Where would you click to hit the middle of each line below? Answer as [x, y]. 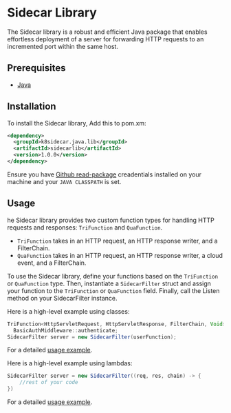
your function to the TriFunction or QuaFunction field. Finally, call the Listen [113, 290]
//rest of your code [49, 383]
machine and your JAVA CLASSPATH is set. [64, 181]
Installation [32, 107]
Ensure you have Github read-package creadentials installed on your [104, 174]
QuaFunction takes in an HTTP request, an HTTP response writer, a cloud [120, 255]
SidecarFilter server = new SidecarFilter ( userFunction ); [92, 337]
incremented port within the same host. [63, 46]
